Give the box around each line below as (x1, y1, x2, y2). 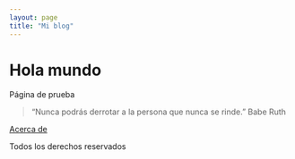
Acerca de (9, 124, 48, 135)
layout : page (9, 13, 58, 22)
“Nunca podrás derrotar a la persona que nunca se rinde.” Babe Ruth (30, 106, 287, 117)
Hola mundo (9, 60, 101, 80)
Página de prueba (9, 89, 75, 100)
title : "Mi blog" (9, 21, 74, 30)
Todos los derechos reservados (9, 141, 126, 152)
